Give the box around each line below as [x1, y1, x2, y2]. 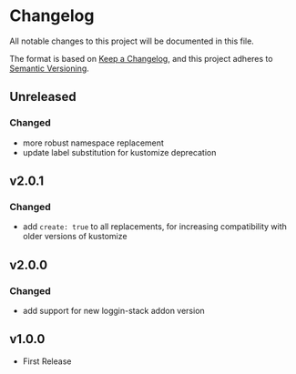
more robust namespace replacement [22, 137, 164, 148]
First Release [22, 356, 72, 367]
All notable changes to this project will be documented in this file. [9, 35, 255, 46]
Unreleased [9, 89, 77, 105]
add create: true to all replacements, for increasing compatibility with [22, 221, 287, 232]
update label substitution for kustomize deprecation [22, 147, 217, 157]
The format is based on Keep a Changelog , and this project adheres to [9, 53, 273, 64]
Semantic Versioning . [9, 63, 89, 74]
